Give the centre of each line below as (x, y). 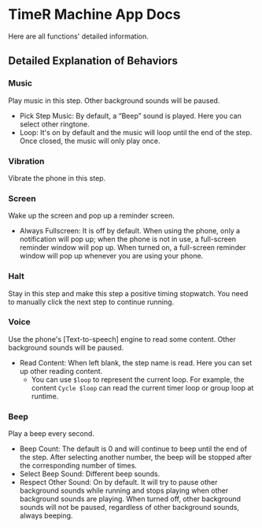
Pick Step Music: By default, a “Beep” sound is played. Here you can (130, 115)
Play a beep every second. (51, 434)
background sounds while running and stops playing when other (124, 491)
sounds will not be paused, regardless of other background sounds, (129, 508)
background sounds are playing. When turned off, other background (130, 499)
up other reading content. (61, 371)
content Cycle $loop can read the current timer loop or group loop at (142, 387)
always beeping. (46, 515)
